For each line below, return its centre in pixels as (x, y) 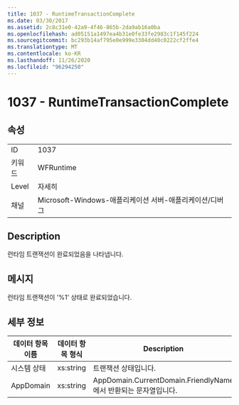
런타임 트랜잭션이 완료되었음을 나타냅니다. (65, 254)
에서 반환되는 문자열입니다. (135, 391)
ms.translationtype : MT (43, 47)
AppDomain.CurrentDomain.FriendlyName (163, 380)
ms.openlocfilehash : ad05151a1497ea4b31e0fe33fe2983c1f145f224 (103, 34)
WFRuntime (57, 167)
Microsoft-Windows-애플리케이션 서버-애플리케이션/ (124, 200)
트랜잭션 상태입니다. (124, 369)
